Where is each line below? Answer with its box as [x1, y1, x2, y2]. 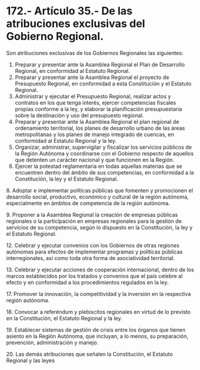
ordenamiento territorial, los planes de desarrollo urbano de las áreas [14, 124, 185, 132]
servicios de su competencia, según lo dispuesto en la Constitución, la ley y [6, 224, 193, 231]
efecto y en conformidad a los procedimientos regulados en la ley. [6, 279, 169, 286]
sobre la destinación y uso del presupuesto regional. [14, 112, 144, 119]
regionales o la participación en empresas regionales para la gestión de [6, 217, 182, 225]
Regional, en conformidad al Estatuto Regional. [14, 67, 130, 74]
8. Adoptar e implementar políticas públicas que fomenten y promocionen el [6, 186, 193, 194]
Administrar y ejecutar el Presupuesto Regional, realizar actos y [14, 93, 171, 100]
